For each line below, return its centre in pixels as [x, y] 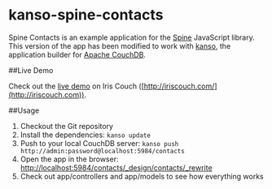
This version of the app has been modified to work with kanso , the [120, 45]
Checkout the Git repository [67, 126]
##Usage [24, 110]
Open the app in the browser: [69, 159]
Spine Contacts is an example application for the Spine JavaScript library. [132, 37]
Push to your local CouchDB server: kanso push [99, 143]
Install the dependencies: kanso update [85, 135]
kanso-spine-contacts [86, 15]
